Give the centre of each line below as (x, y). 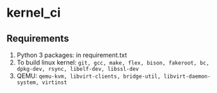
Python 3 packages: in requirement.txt (72, 55)
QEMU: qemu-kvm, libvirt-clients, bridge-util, (89, 76)
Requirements (38, 39)
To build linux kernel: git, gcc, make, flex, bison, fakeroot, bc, (113, 62)
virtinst (55, 83)
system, (28, 83)
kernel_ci (33, 13)
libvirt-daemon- (187, 76)
